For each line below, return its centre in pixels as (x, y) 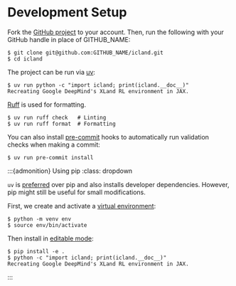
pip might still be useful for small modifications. (76, 192)
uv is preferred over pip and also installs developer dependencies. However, (118, 184)
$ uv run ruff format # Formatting (61, 124)
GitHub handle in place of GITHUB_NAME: (69, 39)
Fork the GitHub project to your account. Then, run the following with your (116, 32)
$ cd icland (25, 59)
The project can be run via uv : (52, 72)
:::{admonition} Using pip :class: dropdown (70, 171)
